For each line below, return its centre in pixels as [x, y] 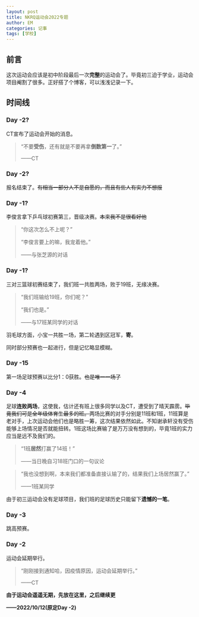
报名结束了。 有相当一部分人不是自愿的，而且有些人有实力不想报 [84, 187]
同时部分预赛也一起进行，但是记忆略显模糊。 [61, 347]
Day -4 [16, 392]
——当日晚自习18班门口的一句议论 [63, 461]
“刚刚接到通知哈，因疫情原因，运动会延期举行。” [79, 571]
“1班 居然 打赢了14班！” [48, 449]
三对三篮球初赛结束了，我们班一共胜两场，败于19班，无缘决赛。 [84, 284]
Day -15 [17, 363]
